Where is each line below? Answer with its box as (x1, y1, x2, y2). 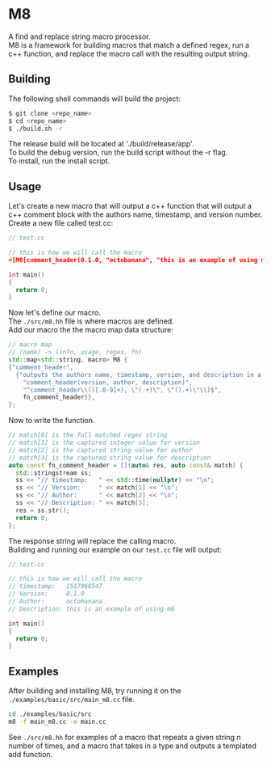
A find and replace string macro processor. (8, 32, 151, 41)
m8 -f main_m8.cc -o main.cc (8, 717, 106, 726)
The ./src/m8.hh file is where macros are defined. (8, 316, 175, 326)
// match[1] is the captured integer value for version (8, 438, 200, 447)
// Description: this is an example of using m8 (8, 604, 175, 613)
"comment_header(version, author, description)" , (23, 378, 194, 387)
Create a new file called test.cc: (8, 218, 114, 228)
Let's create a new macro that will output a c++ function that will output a (8, 201, 252, 211)
